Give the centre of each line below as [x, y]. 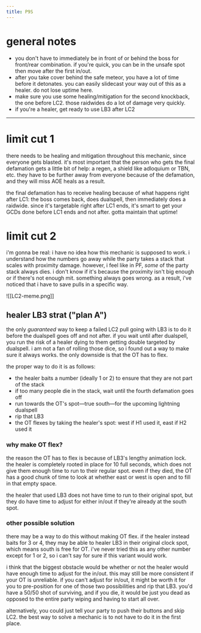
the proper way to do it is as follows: [51, 367]
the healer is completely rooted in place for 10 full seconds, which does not [99, 464]
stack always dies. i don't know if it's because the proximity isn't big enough [100, 272]
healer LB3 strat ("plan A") [57, 315]
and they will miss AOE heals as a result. [56, 181]
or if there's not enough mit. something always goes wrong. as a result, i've [99, 278]
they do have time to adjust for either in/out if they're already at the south [96, 501]
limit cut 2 [31, 236]
